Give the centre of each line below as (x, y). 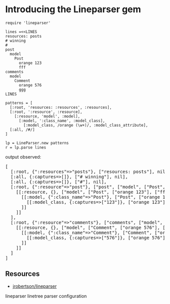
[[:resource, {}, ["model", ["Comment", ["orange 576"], (88, 227)
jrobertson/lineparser (35, 286)
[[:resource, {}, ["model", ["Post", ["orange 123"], (84, 192)
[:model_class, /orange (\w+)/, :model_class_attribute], (86, 125)
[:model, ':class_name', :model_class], (62, 120)
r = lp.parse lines (26, 147)
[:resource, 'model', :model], (47, 116)
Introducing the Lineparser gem (73, 9)
